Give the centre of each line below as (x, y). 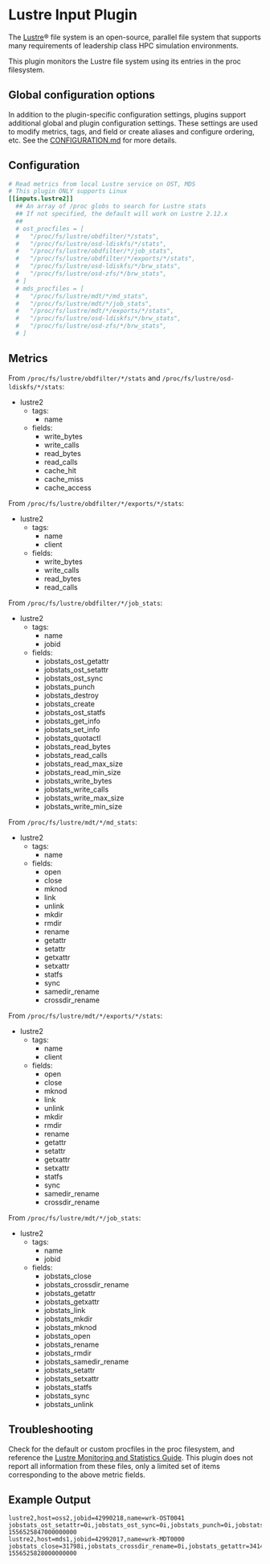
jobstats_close (68, 1276)
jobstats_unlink (69, 1404)
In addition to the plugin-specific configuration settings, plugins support (127, 114)
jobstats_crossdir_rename (86, 1284)
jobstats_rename (72, 1344)
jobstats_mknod (70, 1327)
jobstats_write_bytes (78, 780)
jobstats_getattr (70, 1293)
